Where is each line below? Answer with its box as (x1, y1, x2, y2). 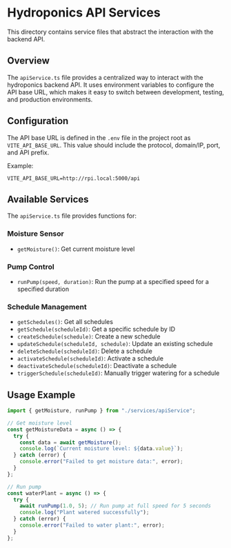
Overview (7, 55, 50, 67)
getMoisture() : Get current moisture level (17, 245, 135, 253)
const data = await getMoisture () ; (19, 439, 122, 446)
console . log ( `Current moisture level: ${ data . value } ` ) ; (19, 445, 184, 452)
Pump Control (7, 262, 54, 272)
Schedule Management (7, 302, 88, 312)
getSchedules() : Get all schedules (17, 318, 114, 326)
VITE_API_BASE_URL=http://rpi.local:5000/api (7, 174, 140, 182)
